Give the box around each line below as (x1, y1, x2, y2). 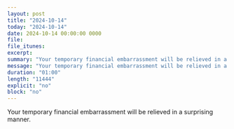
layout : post (7, 10, 46, 18)
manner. (7, 115, 32, 123)
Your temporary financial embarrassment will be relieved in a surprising (7, 108, 214, 116)
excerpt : (7, 50, 33, 57)
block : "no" (7, 88, 42, 95)
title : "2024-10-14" (7, 17, 68, 24)
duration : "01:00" (7, 69, 61, 76)
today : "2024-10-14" (7, 23, 68, 30)
